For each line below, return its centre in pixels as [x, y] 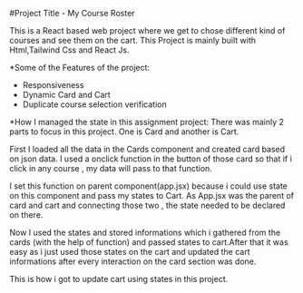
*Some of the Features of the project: [80, 68]
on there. [26, 215]
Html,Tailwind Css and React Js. [69, 50]
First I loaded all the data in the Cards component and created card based [147, 149]
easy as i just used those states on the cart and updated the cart [130, 252]
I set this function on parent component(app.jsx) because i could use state [148, 186]
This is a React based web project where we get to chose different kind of [147, 30]
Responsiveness [53, 85]
